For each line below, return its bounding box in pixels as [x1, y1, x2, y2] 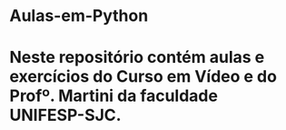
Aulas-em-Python [9, 5, 149, 26]
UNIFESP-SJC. [9, 105, 122, 125]
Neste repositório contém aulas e [9, 47, 265, 68]
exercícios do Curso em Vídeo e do [9, 66, 277, 87]
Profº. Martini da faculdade [9, 85, 218, 106]
